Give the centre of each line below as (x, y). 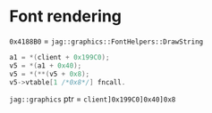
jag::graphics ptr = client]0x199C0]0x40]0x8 (93, 99)
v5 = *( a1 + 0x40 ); (46, 65)
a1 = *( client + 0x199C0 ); (59, 57)
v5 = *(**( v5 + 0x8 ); (50, 74)
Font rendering (66, 16)
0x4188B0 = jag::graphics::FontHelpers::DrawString (106, 41)
